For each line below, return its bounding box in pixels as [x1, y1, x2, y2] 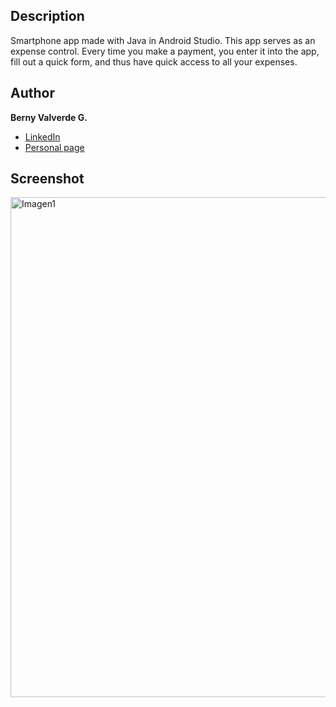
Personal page [24, 141, 85, 153]
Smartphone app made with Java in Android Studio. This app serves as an [10, 34, 316, 46]
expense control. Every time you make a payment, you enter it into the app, [10, 45, 320, 57]
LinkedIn [24, 130, 61, 143]
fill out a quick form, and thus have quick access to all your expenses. [10, 55, 298, 68]
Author [10, 85, 55, 102]
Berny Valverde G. [10, 111, 88, 123]
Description [10, 8, 85, 25]
